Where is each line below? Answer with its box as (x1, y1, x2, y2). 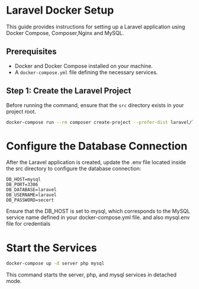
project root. (6, 108, 37, 115)
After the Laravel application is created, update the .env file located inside (6, 159, 187, 166)
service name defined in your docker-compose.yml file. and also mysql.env (6, 214, 190, 221)
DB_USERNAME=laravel (6, 192, 57, 198)
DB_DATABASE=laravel (6, 187, 57, 193)
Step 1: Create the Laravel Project (6, 86, 131, 96)
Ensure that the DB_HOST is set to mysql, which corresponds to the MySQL (6, 208, 191, 215)
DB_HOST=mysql (6, 176, 41, 182)
